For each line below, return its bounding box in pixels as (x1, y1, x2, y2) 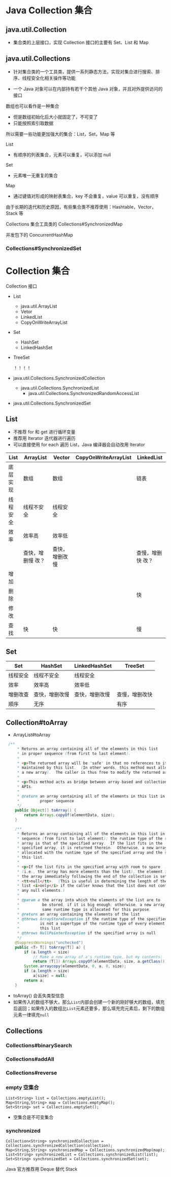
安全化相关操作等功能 (30, 75, 76, 81)
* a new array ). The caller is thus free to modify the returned (17, 770, 160, 775)
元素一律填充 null (13, 1012, 50, 1018)
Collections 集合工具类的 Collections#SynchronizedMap (6, 221, 123, 227)
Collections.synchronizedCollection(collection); (6, 1143, 113, 1148)
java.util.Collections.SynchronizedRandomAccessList (28, 390, 139, 396)
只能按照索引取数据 (13, 120, 54, 126)
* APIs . (17, 784, 33, 789)
